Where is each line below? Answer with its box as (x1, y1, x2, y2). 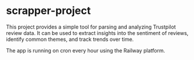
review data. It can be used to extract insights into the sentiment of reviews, (6, 29, 189, 36)
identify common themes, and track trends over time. (6, 36, 134, 43)
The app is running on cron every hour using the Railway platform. (6, 47, 165, 54)
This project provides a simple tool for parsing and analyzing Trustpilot (6, 23, 176, 30)
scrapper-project (6, 4, 91, 17)
